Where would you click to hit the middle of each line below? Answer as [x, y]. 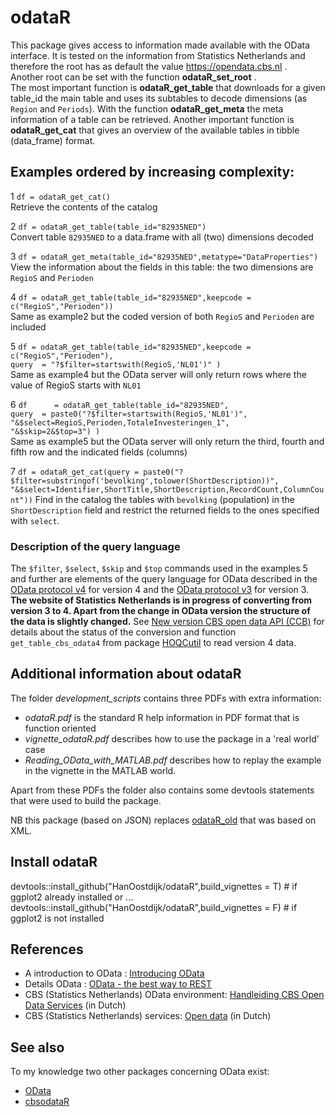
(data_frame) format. [53, 140]
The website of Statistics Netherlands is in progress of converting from [161, 600]
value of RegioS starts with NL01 [76, 385]
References [47, 949]
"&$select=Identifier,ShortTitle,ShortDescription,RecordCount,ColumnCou [167, 489]
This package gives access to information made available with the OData [160, 45]
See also [37, 1047]
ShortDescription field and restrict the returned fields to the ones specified [165, 510]
